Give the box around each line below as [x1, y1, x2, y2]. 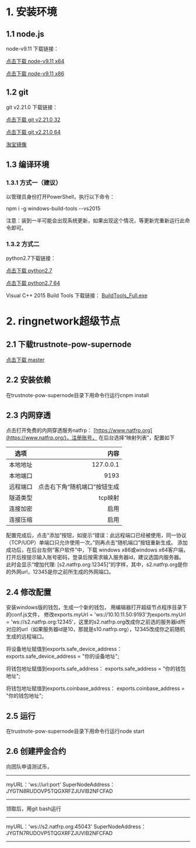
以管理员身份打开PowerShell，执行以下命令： [6, 193, 115, 200]
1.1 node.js [6, 29, 45, 39]
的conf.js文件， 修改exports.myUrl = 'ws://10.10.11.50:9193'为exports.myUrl [6, 611, 186, 618]
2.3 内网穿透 [6, 411, 51, 420]
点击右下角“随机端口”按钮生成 [38, 483, 120, 491]
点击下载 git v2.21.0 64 [6, 128, 61, 135]
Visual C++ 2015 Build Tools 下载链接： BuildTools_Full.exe [6, 292, 148, 299]
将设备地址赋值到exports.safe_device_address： [6, 646, 123, 653]
